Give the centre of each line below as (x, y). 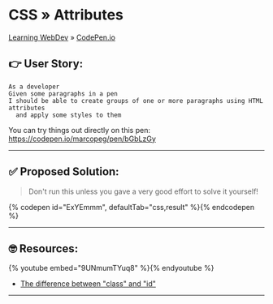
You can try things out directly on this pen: (79, 130)
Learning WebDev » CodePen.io (62, 37)
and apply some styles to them (69, 115)
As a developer (34, 87)
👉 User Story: (46, 64)
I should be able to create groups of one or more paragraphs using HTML (136, 101)
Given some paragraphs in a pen (63, 94)
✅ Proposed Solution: (64, 172)
